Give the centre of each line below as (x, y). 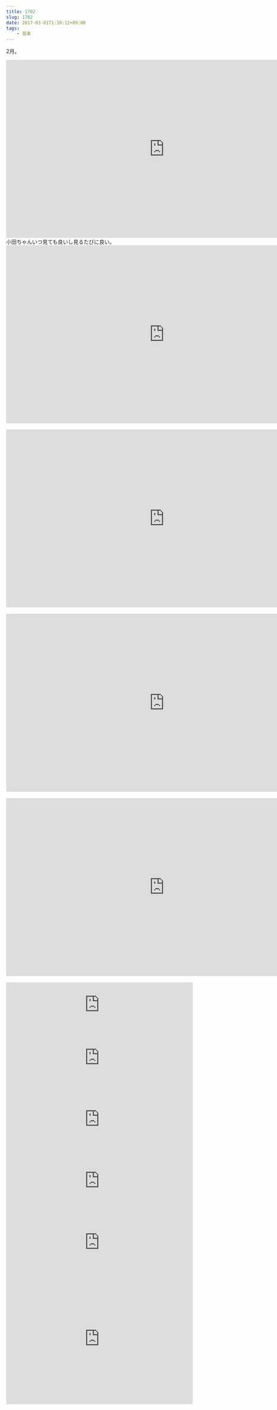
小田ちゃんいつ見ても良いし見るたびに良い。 (61, 242)
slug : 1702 (20, 17)
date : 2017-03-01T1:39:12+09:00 (46, 23)
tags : (13, 28)
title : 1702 (21, 12)
